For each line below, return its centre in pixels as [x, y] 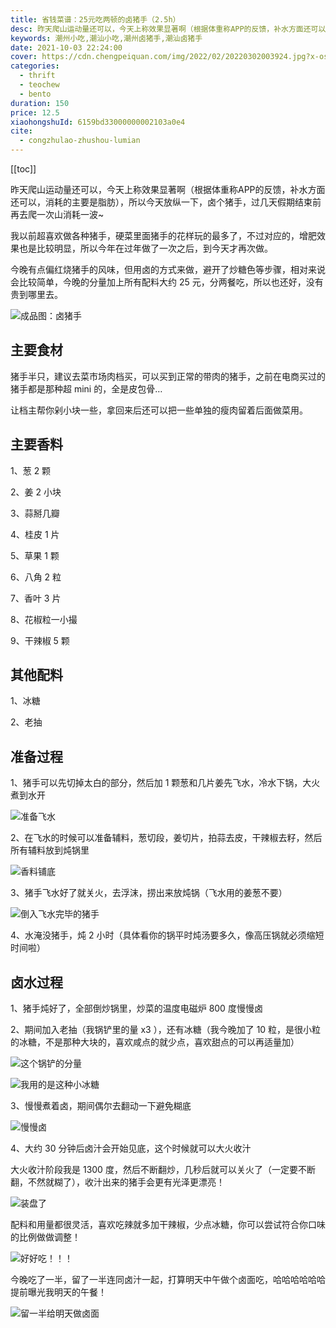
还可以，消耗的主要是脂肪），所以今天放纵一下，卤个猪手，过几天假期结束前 [166, 202]
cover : [24, 57]
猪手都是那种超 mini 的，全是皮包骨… [86, 388]
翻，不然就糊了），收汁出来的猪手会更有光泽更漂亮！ [117, 1182]
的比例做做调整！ [45, 1237]
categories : [35, 66]
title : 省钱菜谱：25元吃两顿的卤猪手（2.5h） [95, 19]
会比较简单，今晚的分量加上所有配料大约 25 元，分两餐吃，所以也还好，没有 [167, 282]
